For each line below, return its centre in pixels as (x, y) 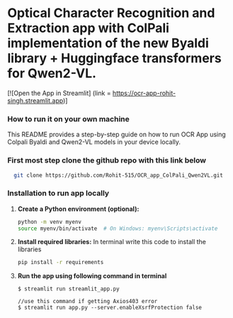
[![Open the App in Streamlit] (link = (59, 93)
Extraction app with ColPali (89, 28)
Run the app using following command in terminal (92, 276)
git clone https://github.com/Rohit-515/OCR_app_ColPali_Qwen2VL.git (118, 175)
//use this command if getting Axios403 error (87, 302)
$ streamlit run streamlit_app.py (68, 289)
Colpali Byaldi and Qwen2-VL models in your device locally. (94, 142)
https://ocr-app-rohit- (144, 93)
